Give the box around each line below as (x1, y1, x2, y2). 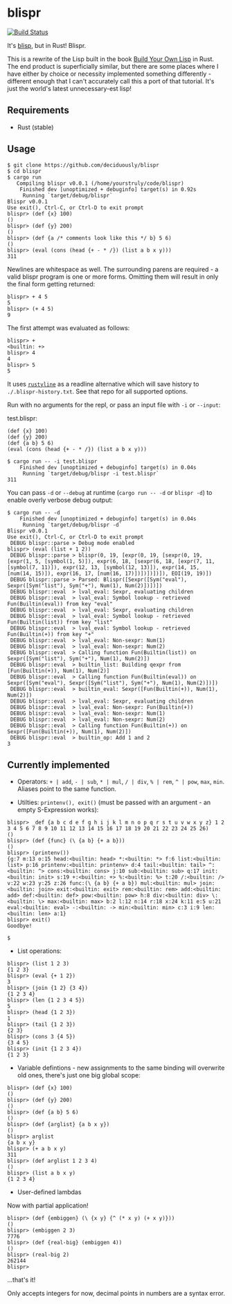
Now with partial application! (7, 1201, 89, 1210)
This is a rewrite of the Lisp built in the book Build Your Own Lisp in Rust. (7, 54, 215, 63)
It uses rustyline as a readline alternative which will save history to (7, 380, 199, 388)
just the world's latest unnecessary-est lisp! (7, 84, 132, 92)
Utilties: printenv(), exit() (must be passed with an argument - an (17, 798, 211, 807)
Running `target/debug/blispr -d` (22, 521, 123, 528)
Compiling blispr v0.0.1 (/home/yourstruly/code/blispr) (16, 179, 185, 187)
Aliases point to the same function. (17, 785, 116, 793)
